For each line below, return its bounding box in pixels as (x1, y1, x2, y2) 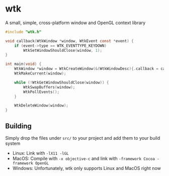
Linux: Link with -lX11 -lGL (12, 150, 69, 156)
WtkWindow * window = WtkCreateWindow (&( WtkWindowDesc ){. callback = (14, 66, 158, 71)
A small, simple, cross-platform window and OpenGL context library (5, 20, 146, 26)
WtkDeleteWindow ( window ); (14, 103, 69, 108)
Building (5, 122, 32, 130)
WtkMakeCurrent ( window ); (14, 71, 66, 76)
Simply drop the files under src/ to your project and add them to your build (5, 135, 160, 141)
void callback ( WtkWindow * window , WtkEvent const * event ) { (5, 38, 134, 43)
